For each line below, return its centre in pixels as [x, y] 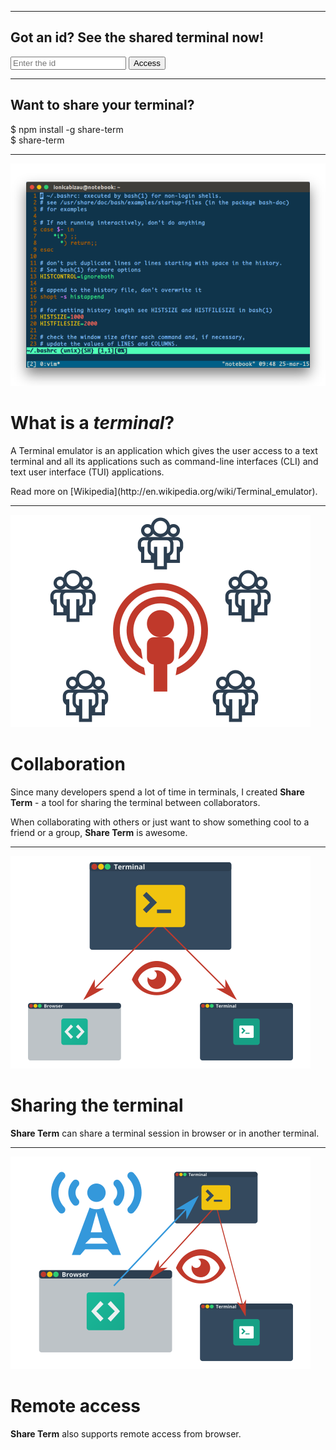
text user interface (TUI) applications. [87, 472]
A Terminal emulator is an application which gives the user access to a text [164, 451]
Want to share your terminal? [102, 105]
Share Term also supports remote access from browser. [126, 1433]
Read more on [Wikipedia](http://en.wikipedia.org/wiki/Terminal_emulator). [164, 492]
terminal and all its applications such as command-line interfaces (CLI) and [164, 462]
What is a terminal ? [92, 423]
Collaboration [68, 764]
